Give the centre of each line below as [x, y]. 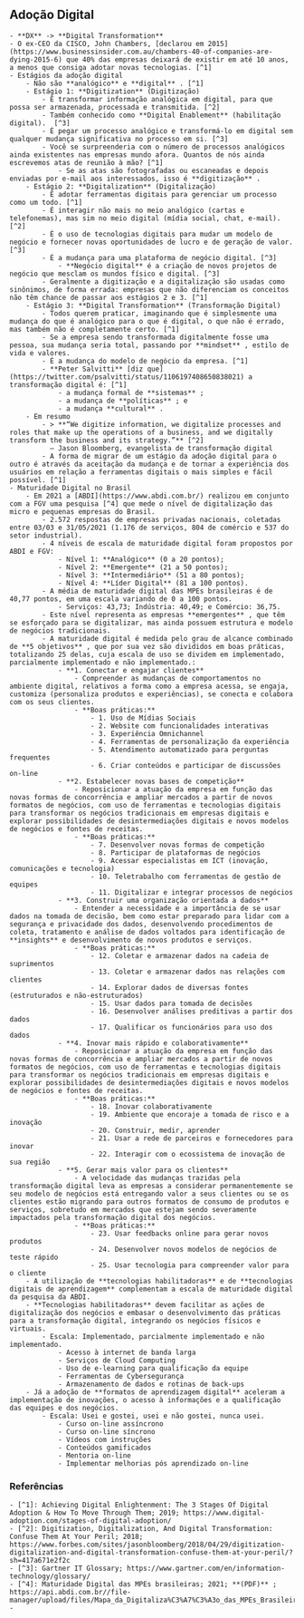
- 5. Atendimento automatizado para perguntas [180, 750]
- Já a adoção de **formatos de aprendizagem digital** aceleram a [155, 1392]
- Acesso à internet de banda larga [127, 1352]
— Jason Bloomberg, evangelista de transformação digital [161, 448]
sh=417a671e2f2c [40, 1561]
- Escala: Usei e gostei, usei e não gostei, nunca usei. [153, 1416]
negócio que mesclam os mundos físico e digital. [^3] [115, 274]
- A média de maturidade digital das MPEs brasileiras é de [157, 591]
